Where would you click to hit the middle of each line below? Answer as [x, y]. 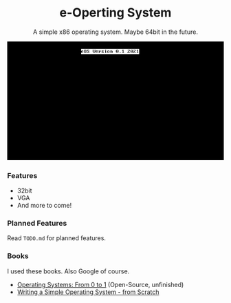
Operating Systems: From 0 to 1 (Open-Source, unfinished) [100, 284]
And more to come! [44, 206]
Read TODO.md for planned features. [57, 238]
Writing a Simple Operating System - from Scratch [88, 292]
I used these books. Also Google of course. [68, 271]
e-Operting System [115, 13]
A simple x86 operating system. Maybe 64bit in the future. [115, 32]
